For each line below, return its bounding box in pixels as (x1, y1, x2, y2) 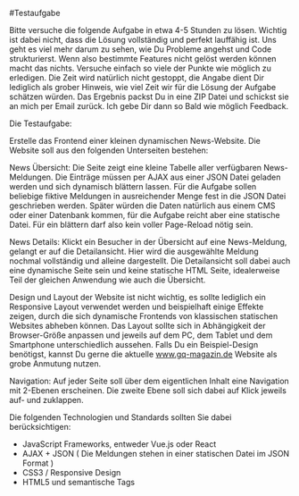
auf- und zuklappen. (9, 395, 84, 405)
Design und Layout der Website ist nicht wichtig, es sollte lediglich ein (9, 292, 266, 302)
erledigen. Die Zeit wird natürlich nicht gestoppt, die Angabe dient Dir (9, 72, 265, 83)
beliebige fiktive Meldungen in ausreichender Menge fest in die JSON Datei (9, 191, 287, 201)
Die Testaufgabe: (9, 118, 72, 129)
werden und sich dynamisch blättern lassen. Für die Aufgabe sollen (9, 181, 257, 191)
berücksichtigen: (9, 422, 71, 432)
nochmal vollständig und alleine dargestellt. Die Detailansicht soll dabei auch (9, 256, 291, 266)
